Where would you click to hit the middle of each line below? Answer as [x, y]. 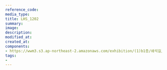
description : [19, 33]
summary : [14, 23]
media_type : [17, 14]
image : [12, 28]
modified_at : [19, 37]
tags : [11, 55]
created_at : [17, 42]
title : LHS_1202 [22, 19]
